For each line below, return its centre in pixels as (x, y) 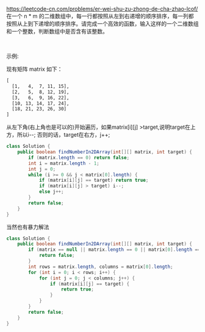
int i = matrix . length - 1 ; (64, 163)
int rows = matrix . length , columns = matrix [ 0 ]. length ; (101, 267)
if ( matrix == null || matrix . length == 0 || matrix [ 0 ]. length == (114, 250)
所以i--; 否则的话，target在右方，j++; (63, 135)
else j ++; (51, 192)
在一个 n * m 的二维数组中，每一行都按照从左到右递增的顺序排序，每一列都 (100, 16)
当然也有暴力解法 (28, 227)
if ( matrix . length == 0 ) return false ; (79, 157)
